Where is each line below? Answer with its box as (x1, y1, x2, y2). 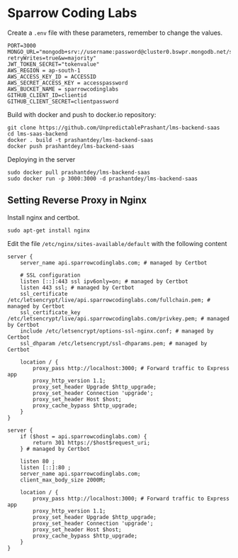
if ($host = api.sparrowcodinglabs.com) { (20, 433, 147, 440)
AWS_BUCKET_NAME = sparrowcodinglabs (7, 85, 119, 93)
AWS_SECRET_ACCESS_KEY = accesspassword (7, 79, 129, 87)
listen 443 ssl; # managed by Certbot (20, 284, 135, 291)
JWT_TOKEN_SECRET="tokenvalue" (7, 60, 100, 68)
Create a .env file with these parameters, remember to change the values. (7, 28, 223, 37)
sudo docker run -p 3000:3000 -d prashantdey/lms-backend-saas (7, 175, 198, 182)
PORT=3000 (7, 42, 37, 49)
